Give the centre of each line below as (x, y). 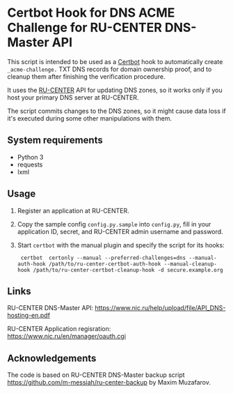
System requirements (55, 140)
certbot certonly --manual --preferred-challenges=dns (103, 258)
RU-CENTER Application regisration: (59, 329)
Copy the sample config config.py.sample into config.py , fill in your (114, 224)
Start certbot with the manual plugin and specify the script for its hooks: (121, 245)
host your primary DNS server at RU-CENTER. (73, 97)
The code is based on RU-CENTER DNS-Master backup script (96, 375)
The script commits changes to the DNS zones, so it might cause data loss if (116, 111)
